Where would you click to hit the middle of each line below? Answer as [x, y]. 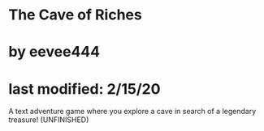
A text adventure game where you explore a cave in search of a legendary [132, 112]
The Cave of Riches [75, 15]
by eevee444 [54, 52]
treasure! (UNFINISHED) [49, 120]
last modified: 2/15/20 [84, 89]
